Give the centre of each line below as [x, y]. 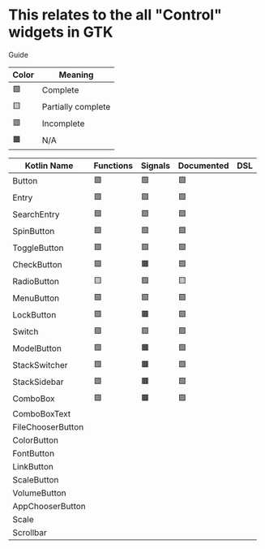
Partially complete [76, 107]
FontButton [34, 453]
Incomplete [63, 123]
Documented [203, 166]
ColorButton [36, 440]
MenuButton [36, 298]
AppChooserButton [49, 506]
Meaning [76, 75]
